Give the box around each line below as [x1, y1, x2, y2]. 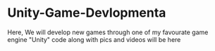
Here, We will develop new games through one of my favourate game [7, 28, 209, 36]
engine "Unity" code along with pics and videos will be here [7, 35, 181, 43]
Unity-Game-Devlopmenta [7, 5, 166, 21]
